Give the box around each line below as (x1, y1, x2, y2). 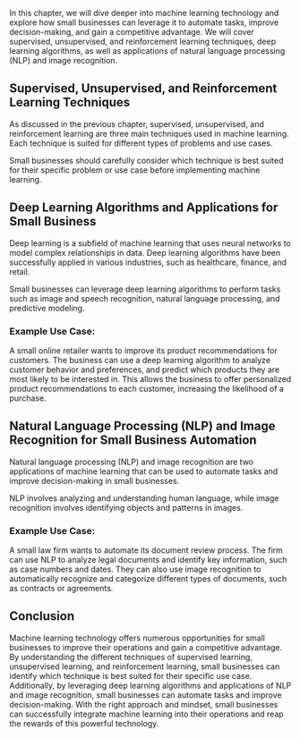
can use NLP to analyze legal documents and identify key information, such (9, 555, 288, 565)
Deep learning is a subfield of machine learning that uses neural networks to (9, 237, 291, 249)
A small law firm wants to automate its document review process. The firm (9, 545, 284, 556)
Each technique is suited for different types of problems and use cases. (9, 138, 273, 148)
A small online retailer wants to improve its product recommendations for (9, 344, 278, 356)
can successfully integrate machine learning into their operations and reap (9, 708, 284, 719)
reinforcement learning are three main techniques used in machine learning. (9, 128, 289, 139)
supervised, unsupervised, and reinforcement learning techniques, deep (9, 36, 277, 47)
